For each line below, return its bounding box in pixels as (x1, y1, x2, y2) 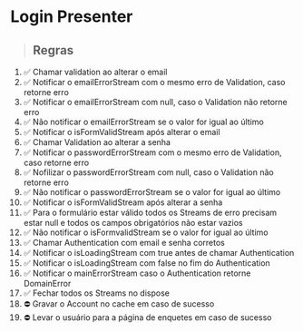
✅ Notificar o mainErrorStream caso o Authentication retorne (23, 268, 251, 278)
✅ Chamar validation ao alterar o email (23, 66, 168, 77)
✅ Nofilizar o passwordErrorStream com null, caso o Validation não (23, 167, 275, 178)
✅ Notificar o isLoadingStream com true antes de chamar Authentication (23, 248, 295, 258)
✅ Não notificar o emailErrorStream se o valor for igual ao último (23, 116, 264, 127)
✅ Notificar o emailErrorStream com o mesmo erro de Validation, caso (23, 77, 286, 87)
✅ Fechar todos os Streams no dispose (23, 288, 171, 298)
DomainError (23, 278, 72, 288)
